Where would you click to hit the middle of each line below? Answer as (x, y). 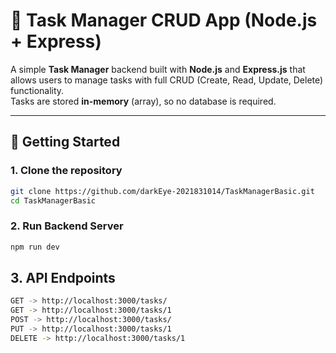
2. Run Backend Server (67, 226)
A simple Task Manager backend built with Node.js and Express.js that (158, 69)
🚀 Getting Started (65, 142)
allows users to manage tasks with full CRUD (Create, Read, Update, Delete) (167, 80)
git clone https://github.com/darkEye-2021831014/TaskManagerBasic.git (162, 191)
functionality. (37, 90)
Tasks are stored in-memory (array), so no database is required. (143, 101)
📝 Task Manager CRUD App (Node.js (164, 20)
